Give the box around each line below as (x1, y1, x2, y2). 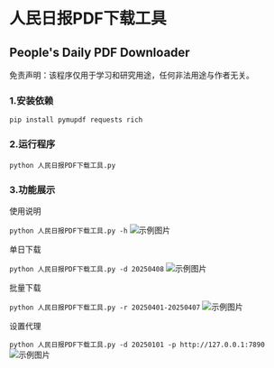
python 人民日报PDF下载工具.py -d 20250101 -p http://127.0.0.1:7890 (9, 340, 266, 349)
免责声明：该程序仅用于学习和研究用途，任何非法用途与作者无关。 (9, 69, 254, 80)
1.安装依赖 (9, 94, 54, 106)
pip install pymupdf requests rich (9, 115, 143, 124)
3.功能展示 (9, 183, 56, 196)
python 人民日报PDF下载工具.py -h (9, 226, 128, 235)
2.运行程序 (9, 138, 56, 151)
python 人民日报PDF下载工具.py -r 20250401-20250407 (9, 303, 201, 312)
